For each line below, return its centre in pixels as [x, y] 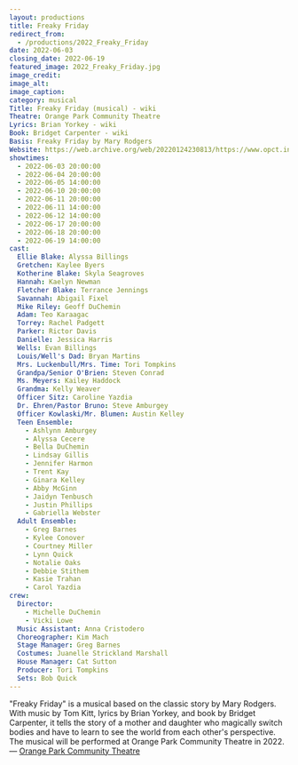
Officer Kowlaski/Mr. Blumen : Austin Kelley [101, 414]
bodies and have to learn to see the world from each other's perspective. [143, 732]
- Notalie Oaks [53, 562]
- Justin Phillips [59, 505]
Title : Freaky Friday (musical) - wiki [83, 108]
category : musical [43, 100]
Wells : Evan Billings [57, 347]
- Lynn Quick [49, 554]
